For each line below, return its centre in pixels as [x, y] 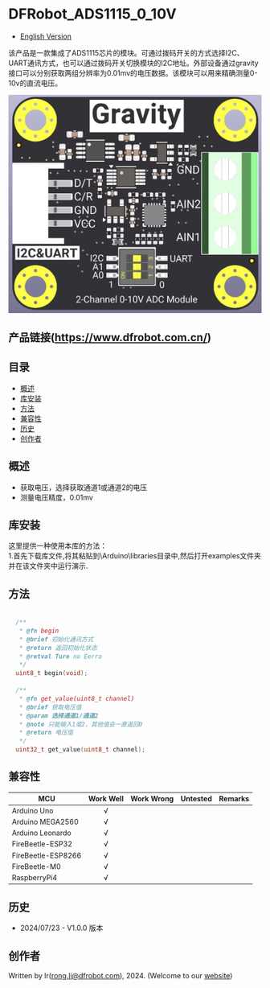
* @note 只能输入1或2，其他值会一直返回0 [81, 724]
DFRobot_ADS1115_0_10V [92, 14]
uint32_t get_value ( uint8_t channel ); [81, 750]
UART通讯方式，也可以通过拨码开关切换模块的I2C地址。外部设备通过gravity [133, 63]
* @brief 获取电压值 [50, 707]
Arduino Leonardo [41, 833]
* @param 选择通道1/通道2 [59, 716]
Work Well [106, 799]
